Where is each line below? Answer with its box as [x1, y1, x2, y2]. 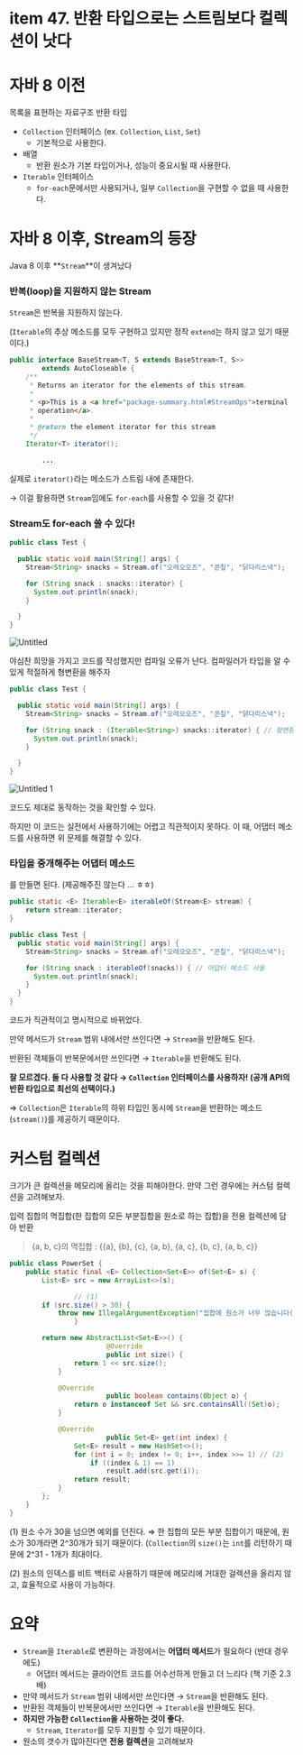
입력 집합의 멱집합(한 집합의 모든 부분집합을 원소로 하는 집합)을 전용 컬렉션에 [9, 1210, 278, 1222]
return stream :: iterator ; [25, 905, 124, 915]
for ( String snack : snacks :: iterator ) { [25, 579, 183, 588]
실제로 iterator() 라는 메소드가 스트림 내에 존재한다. [9, 473, 195, 483]
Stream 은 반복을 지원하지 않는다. [9, 308, 124, 318]
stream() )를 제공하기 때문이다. [12, 1114, 120, 1125]
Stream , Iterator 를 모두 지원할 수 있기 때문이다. [35, 1724, 206, 1735]
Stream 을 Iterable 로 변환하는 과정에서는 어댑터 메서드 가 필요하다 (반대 [22, 1645, 272, 1656]
